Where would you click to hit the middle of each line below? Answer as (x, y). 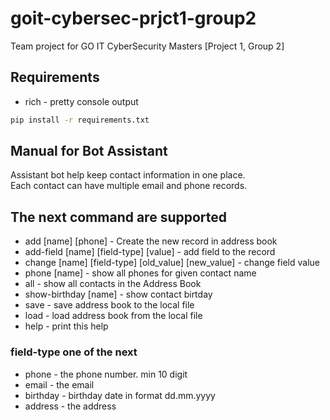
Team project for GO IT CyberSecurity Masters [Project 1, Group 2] (147, 46)
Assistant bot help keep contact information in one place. (128, 175)
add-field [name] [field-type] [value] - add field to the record (150, 252)
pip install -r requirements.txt (80, 120)
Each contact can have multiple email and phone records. (129, 186)
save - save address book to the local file (109, 305)
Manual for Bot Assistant (89, 151)
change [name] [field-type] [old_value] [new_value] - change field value (172, 263)
